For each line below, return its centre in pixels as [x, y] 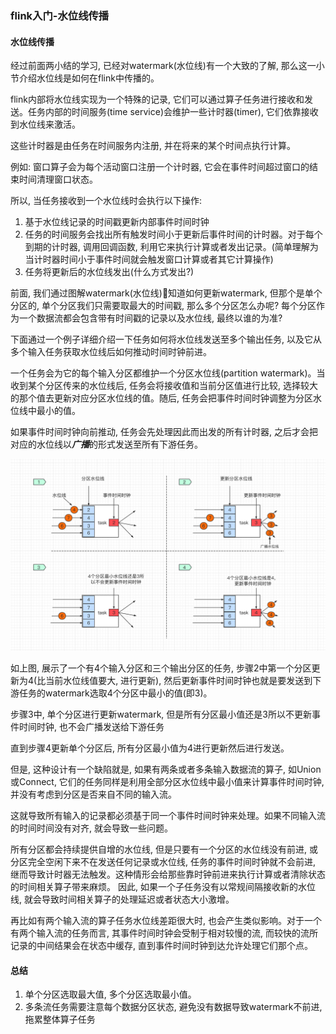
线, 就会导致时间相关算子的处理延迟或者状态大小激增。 [122, 899]
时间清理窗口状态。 [58, 179]
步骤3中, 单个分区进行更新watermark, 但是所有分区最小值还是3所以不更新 [161, 714]
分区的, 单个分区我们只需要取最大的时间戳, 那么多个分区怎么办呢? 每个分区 [163, 306]
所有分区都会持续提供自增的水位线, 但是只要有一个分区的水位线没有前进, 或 [164, 849]
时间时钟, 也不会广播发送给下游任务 [91, 727]
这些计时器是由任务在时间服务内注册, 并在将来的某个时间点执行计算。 [153, 146]
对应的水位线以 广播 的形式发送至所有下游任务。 [106, 444]
